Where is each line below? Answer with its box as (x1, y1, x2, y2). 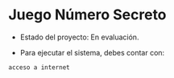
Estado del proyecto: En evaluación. (19, 32, 139, 42)
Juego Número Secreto (8, 6, 167, 24)
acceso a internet (8, 63, 70, 72)
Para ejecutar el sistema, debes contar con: (19, 47, 165, 57)
